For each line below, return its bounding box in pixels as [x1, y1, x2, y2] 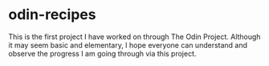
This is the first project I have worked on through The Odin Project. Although [8, 32, 261, 41]
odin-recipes [8, 6, 96, 24]
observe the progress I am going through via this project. [8, 49, 197, 58]
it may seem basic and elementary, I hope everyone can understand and [8, 40, 247, 49]
